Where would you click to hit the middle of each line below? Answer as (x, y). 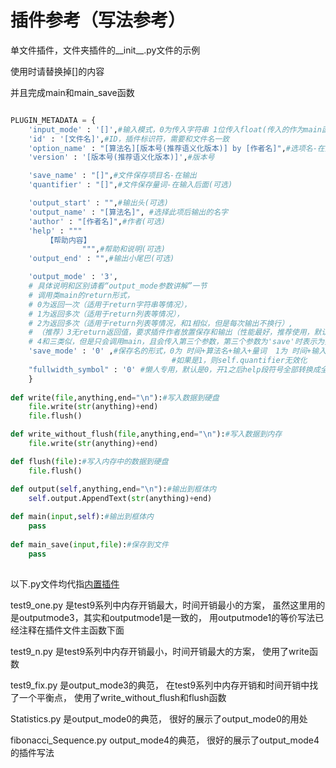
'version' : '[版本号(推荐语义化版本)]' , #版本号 (121, 157)
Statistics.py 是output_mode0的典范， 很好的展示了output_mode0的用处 (159, 718)
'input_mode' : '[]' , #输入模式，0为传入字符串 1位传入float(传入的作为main (175, 129)
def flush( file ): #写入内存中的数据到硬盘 (89, 461)
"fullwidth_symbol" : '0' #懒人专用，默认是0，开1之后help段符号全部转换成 (174, 369)
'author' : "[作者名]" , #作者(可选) (97, 221)
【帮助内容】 (69, 240)
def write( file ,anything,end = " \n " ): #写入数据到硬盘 (115, 397)
